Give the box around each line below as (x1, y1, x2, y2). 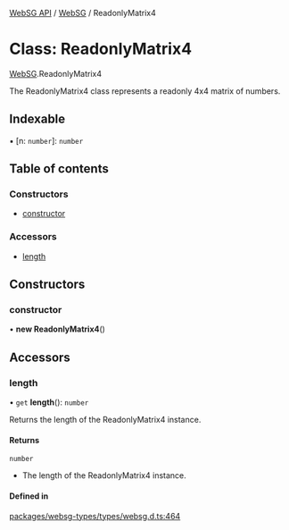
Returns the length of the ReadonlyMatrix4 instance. (9, 415, 202, 425)
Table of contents (9, 161, 109, 177)
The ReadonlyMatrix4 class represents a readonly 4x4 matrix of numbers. (9, 85, 281, 97)
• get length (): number (9, 397, 89, 408)
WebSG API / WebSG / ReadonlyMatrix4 (9, 8, 156, 18)
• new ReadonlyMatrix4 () (9, 324, 105, 334)
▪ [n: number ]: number (9, 135, 84, 146)
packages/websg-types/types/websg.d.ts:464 (9, 510, 181, 521)
